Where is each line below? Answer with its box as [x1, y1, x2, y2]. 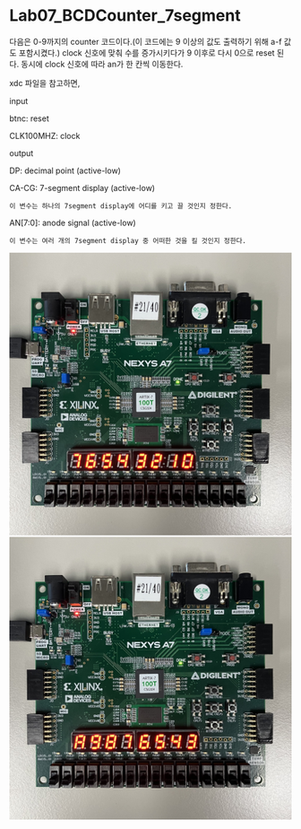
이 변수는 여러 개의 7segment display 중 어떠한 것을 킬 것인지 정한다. [9, 236, 247, 245]
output [9, 147, 34, 158]
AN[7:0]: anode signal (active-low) [9, 217, 136, 228]
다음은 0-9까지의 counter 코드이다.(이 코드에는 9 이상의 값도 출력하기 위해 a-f [9, 36, 282, 47]
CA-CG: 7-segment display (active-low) [9, 182, 155, 193]
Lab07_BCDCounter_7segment [9, 5, 241, 26]
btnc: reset [9, 113, 49, 124]
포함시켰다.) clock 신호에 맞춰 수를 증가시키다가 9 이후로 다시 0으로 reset [18, 47, 275, 58]
